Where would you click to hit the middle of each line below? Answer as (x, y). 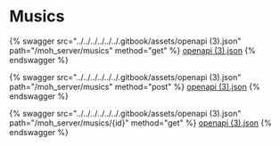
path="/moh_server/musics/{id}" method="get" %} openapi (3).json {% (140, 123)
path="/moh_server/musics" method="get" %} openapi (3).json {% (132, 50)
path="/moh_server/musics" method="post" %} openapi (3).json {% (135, 86)
